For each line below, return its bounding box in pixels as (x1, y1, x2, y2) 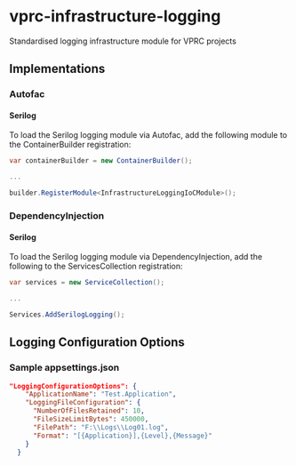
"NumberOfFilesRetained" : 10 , (32, 406, 145, 415)
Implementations (9, 61, 106, 76)
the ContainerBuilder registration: (9, 140, 132, 150)
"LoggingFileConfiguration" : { (25, 398, 141, 407)
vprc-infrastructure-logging (9, 6, 221, 27)
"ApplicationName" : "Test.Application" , (25, 389, 177, 399)
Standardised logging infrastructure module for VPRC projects (9, 36, 237, 46)
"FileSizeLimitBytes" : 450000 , (32, 415, 149, 424)
